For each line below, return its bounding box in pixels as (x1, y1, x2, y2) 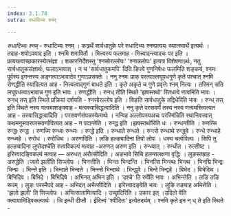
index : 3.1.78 (7, 10, 48, 17)
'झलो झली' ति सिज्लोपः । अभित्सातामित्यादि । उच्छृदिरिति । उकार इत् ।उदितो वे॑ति (7, 188, 187, 197)
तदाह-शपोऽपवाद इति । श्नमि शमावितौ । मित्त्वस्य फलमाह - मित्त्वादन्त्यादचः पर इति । (7, 49, 189, 57)
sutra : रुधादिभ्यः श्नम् (7, 17, 57, 23)
